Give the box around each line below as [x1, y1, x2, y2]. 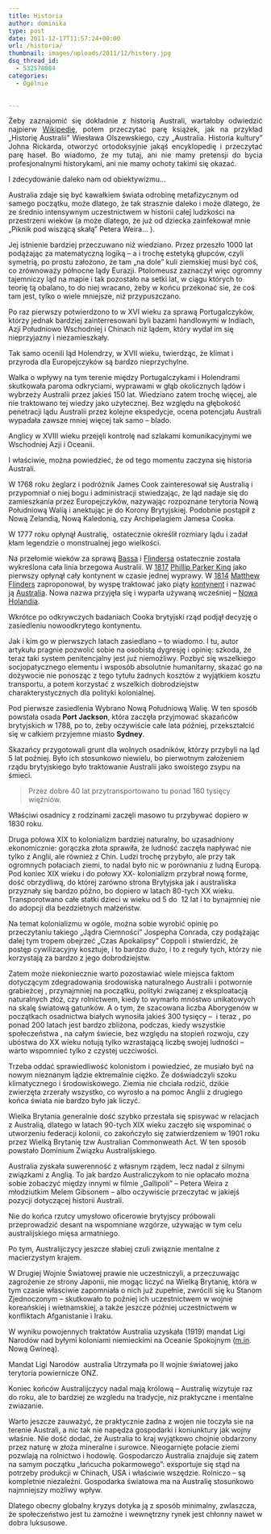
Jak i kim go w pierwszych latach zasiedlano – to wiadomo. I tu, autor [8, 637, 240, 646]
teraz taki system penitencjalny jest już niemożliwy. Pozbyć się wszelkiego [8, 654, 256, 663]
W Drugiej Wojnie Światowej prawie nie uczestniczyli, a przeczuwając [8, 1269, 240, 1278]
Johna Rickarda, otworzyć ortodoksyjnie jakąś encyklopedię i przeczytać [8, 142, 263, 152]
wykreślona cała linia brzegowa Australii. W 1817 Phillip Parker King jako [8, 562, 248, 572]
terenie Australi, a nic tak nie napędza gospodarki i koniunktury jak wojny [8, 1425, 252, 1435]
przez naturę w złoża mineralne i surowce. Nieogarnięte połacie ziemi [8, 1442, 240, 1452]
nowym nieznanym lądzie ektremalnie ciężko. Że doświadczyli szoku [8, 1070, 237, 1080]
